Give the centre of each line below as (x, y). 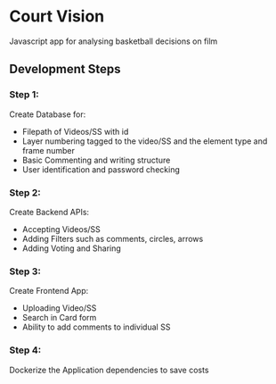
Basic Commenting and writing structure (96, 160)
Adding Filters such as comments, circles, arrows (113, 238)
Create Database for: (48, 114)
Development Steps (65, 69)
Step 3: (25, 271)
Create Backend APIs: (49, 212)
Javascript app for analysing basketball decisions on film (114, 41)
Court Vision (57, 17)
